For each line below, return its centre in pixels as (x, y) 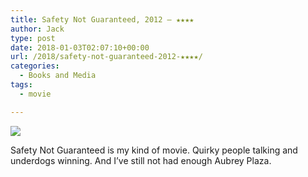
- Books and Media (58, 76)
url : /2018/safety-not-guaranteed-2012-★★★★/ (106, 57)
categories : (35, 66)
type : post (33, 38)
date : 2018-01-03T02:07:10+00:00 (80, 47)
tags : (21, 85)
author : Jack (37, 29)
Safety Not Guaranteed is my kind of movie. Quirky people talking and (154, 150)
